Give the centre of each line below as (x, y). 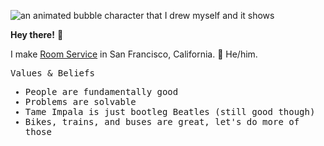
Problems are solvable (80, 101)
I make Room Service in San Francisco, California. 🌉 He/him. (134, 54)
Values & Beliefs (52, 73)
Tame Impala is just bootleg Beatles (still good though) (170, 111)
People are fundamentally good (101, 91)
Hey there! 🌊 (37, 34)
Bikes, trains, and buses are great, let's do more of (162, 121)
